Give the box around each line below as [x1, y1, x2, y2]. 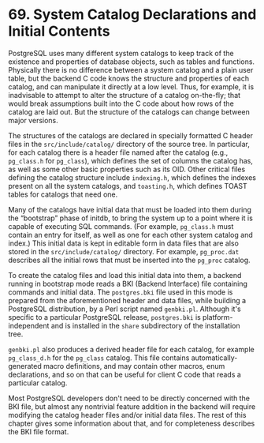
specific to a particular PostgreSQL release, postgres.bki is [8, 312, 201, 321]
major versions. [8, 115, 59, 125]
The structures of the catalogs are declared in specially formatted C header [8, 130, 254, 140]
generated [8, 361, 42, 370]
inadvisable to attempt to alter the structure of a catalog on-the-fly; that [8, 90, 241, 99]
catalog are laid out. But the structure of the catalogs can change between [8, 107, 250, 116]
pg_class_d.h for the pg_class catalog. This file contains [8, 353, 190, 362]
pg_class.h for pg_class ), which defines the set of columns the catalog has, [8, 156, 254, 165]
